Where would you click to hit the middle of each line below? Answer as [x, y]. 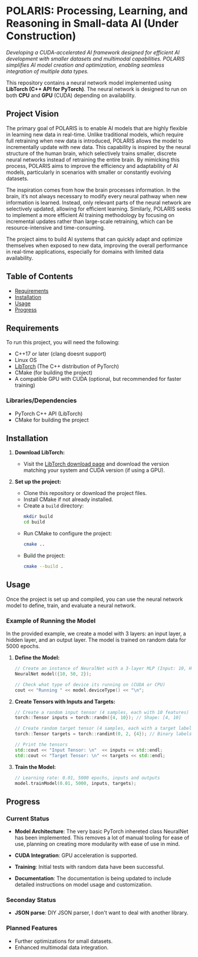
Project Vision [32, 114]
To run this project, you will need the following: [63, 342]
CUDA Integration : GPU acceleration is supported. [76, 855]
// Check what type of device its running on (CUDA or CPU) [90, 684]
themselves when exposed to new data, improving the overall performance [97, 245]
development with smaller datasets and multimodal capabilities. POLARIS [95, 59]
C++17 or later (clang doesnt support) [60, 354]
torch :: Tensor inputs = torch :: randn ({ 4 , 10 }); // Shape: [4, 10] [98, 718]
